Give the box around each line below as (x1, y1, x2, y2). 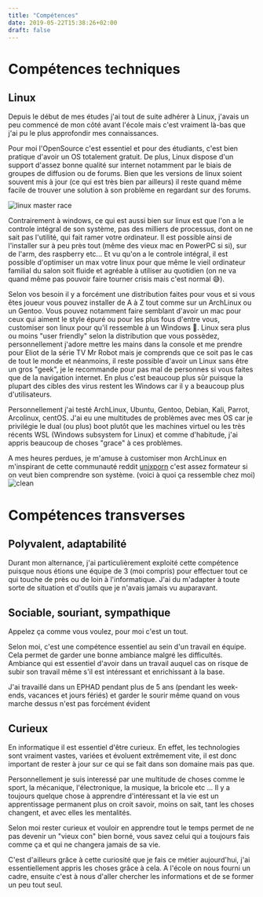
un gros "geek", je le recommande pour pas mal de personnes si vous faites (8, 364, 254, 374)
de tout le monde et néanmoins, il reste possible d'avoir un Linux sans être (8, 357, 249, 366)
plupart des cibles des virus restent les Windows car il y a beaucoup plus (8, 382, 245, 391)
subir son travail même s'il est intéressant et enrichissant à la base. (8, 667, 225, 676)
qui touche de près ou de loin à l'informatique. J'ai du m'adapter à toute (8, 575, 240, 584)
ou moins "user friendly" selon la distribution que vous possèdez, (8, 331, 220, 341)
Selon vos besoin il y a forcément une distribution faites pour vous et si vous (8, 290, 255, 299)
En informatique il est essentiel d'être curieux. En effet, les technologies (8, 743, 240, 752)
